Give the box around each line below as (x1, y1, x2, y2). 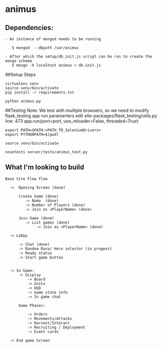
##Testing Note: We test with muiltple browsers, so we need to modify (5, 107, 149, 113)
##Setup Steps (5, 71, 36, 77)
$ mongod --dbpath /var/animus (11, 45, 79, 50)
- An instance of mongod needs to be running (5, 36, 101, 41)
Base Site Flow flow (5, 176, 48, 181)
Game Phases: (18, 303, 46, 308)
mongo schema (5, 58, 32, 63)
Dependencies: (5, 23, 54, 32)
